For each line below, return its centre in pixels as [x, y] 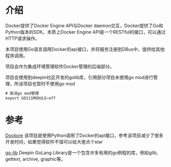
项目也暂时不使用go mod [49, 83]
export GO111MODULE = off [31, 98]
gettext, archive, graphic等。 [35, 159]
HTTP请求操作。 [22, 38]
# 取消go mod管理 [22, 93]
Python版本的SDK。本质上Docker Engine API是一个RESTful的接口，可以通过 [86, 32]
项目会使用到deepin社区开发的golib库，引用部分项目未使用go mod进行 [79, 77]
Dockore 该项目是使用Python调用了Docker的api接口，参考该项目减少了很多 [84, 135]
